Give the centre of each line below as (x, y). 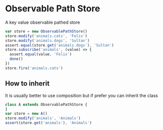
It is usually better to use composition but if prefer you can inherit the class (81, 95)
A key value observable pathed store (43, 22)
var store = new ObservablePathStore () (46, 31)
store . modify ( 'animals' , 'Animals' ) (43, 118)
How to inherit (27, 84)
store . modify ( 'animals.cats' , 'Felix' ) (46, 36)
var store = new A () (27, 114)
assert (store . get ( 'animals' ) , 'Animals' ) (49, 123)
